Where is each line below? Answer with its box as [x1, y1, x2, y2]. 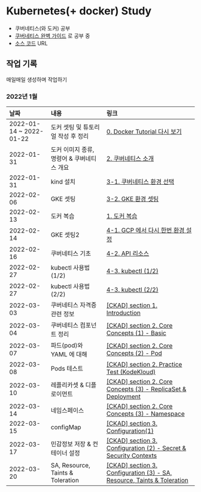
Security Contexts [106, 451, 157, 460]
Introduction [106, 309, 141, 317]
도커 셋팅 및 [50, 123, 82, 132]
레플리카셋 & [50, 381, 84, 389]
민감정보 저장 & [50, 440, 92, 448]
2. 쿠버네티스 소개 [106, 154, 154, 163]
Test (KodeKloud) [106, 368, 156, 376]
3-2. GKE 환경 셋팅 [106, 195, 159, 203]
